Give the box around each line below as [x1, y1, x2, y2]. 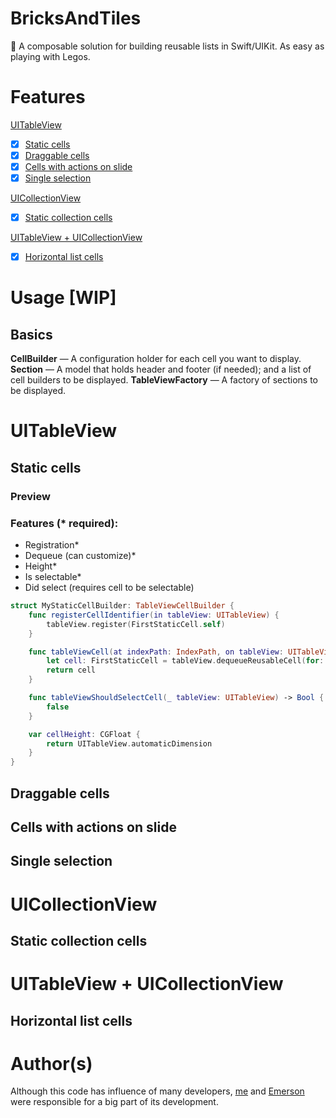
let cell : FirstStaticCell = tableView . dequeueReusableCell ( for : [46, 656, 325, 666]
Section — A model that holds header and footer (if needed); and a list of [10, 363, 312, 376]
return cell [46, 665, 97, 676]
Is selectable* [24, 571, 82, 583]
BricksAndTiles [10, 7, 142, 30]
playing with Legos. [10, 50, 91, 62]
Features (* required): [10, 516, 119, 530]
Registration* [24, 539, 80, 551]
